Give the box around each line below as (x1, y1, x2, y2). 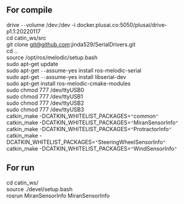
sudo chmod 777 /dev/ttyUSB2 (6, 99, 85, 107)
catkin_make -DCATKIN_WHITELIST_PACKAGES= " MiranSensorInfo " (6, 119, 179, 126)
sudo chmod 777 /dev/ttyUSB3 (6, 105, 85, 113)
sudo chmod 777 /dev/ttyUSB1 (6, 93, 83, 100)
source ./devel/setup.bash (6, 185, 73, 192)
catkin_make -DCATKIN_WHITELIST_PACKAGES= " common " (6, 112, 159, 119)
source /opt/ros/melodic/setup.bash (6, 53, 98, 61)
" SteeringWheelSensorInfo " (94, 138, 166, 146)
